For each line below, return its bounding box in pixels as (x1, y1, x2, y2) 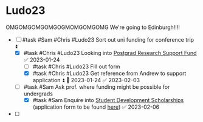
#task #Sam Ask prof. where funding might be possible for (23, 83, 170, 91)
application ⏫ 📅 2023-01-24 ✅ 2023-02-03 (32, 77, 140, 84)
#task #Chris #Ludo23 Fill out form (32, 63, 120, 70)
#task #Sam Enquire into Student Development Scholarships (32, 97, 184, 104)
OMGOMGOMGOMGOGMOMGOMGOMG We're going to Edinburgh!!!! (5, 24, 181, 31)
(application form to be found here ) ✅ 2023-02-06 (32, 103, 160, 111)
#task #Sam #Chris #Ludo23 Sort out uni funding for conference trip (22, 36, 194, 43)
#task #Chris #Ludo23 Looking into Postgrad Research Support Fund (23, 49, 197, 56)
